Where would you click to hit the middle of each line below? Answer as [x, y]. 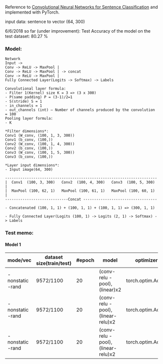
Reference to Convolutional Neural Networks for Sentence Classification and [81, 7]
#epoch [85, 260]
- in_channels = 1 [24, 106]
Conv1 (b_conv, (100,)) [29, 140]
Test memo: [19, 233]
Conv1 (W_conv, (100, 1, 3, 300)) [40, 136]
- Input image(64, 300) [29, 170]
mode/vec [19, 260]
